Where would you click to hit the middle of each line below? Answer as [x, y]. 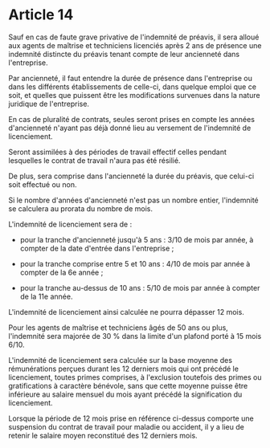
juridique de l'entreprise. [49, 104]
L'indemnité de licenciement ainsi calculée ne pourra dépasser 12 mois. [127, 312]
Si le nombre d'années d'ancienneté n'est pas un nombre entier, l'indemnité [133, 200]
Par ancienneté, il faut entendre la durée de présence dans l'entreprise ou [131, 78]
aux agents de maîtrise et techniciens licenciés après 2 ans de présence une [135, 45]
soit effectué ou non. [43, 184]
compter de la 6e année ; [61, 272]
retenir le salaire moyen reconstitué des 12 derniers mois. [103, 435]
